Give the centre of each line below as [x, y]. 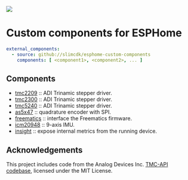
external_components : [33, 49]
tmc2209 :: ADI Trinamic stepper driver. [63, 93]
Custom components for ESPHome [94, 33]
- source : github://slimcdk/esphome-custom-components [81, 54]
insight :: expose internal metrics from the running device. [86, 131]
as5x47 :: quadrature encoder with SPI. [63, 112]
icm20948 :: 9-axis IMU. [44, 125]
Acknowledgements [44, 150]
